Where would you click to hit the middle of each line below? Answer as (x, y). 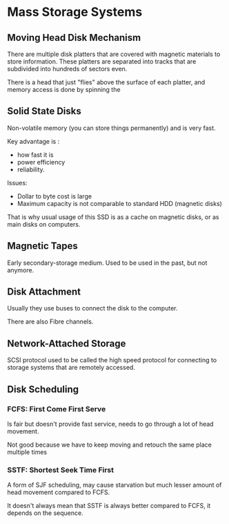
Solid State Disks (44, 111)
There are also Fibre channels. (50, 321)
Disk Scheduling (43, 389)
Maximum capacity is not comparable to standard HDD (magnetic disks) (120, 203)
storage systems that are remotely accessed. (71, 368)
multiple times (27, 452)
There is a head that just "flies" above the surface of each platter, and (106, 82)
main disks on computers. (44, 224)
